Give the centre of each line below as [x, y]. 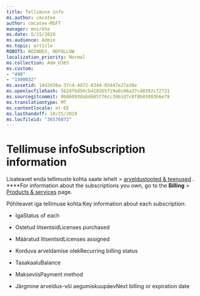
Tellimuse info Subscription [76, 149]
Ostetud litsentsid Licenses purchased [62, 227]
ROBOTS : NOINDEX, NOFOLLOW [40, 52]
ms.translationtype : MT [36, 102]
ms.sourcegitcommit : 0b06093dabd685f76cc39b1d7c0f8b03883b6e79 [88, 97]
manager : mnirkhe [28, 29]
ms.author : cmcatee [31, 18]
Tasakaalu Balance [38, 263]
